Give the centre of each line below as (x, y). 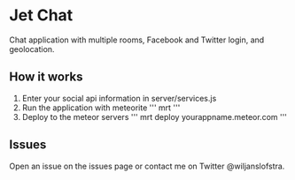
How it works (46, 77)
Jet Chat (41, 15)
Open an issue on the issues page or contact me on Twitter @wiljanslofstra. (147, 166)
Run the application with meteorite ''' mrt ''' (101, 108)
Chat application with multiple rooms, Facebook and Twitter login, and (137, 40)
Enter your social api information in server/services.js (119, 98)
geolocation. (32, 49)
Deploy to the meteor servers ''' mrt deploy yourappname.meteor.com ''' (155, 116)
